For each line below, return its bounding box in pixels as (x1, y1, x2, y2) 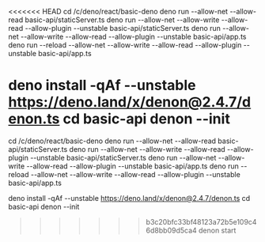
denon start (199, 225, 237, 235)
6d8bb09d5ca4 (146, 225, 198, 235)
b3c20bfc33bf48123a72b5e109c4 (146, 217, 257, 226)
